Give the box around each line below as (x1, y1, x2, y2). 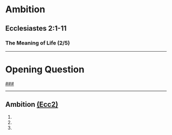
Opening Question (5, 64, 84, 75)
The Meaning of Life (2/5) (5, 39, 70, 47)
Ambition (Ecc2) (5, 100, 58, 109)
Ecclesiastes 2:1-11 (5, 24, 67, 33)
